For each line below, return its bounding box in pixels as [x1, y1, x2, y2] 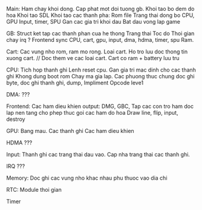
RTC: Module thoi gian [6, 186, 62, 193]
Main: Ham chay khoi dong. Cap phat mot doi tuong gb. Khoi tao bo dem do [6, 5, 195, 12]
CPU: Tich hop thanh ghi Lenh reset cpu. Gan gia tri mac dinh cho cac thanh [6, 66, 197, 73]
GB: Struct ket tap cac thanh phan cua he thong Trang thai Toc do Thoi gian [6, 30, 195, 37]
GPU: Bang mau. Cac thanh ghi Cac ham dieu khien [6, 127, 134, 134]
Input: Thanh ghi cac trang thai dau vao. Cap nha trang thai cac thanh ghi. [6, 151, 191, 158]
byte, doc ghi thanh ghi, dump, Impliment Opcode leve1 [6, 79, 144, 86]
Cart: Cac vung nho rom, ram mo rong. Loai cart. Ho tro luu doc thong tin [6, 48, 188, 55]
